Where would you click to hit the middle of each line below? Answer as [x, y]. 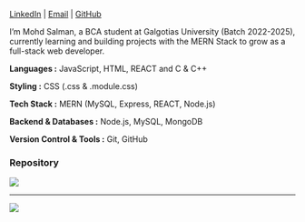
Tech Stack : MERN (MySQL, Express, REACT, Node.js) [113, 104]
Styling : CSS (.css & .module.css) [74, 86]
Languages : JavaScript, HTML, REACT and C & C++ [108, 69]
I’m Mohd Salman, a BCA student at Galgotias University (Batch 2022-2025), [152, 31]
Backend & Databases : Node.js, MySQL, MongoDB [106, 121]
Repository [34, 162]
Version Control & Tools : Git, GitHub [79, 139]
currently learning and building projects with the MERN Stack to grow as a [148, 41]
